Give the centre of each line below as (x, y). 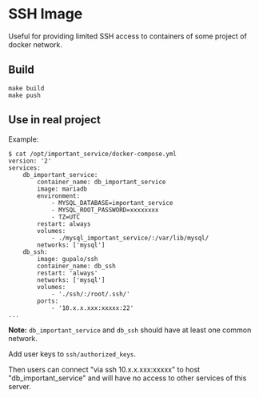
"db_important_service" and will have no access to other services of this (128, 378)
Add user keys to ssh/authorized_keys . (72, 354)
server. (20, 386)
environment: (59, 196)
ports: (48, 301)
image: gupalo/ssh (68, 259)
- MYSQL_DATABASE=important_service (112, 203)
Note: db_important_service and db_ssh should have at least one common (130, 330)
